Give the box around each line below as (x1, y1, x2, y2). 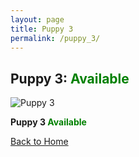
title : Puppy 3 (10, 24, 74, 34)
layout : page (10, 14, 65, 25)
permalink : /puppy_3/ (10, 33, 101, 43)
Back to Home (10, 136, 69, 148)
